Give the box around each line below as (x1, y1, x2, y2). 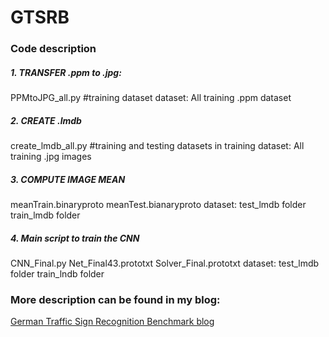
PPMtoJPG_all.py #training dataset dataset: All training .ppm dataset (10, 92, 292, 104)
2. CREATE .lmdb (10, 114, 82, 126)
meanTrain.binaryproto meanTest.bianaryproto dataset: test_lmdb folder (10, 199, 307, 211)
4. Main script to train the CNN (10, 232, 140, 244)
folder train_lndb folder (10, 267, 105, 280)
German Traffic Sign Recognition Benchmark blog (10, 316, 215, 328)
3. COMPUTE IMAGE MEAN (10, 173, 126, 185)
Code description (10, 42, 97, 56)
